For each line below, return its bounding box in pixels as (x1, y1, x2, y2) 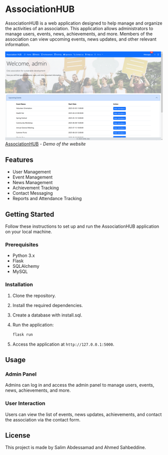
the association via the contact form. (5, 416, 81, 422)
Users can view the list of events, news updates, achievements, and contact (5, 411, 162, 417)
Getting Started (5, 210, 54, 219)
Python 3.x (12, 252, 35, 259)
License (5, 431, 30, 439)
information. (5, 41, 30, 47)
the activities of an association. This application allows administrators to (5, 25, 153, 31)
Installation (5, 281, 33, 288)
